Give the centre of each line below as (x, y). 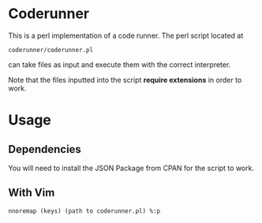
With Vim (32, 193)
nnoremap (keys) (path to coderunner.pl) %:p (84, 211)
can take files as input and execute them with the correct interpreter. (120, 65)
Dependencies (45, 149)
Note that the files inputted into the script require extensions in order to (125, 80)
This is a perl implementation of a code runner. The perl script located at (126, 35)
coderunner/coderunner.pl (51, 50)
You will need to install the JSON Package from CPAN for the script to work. (131, 168)
